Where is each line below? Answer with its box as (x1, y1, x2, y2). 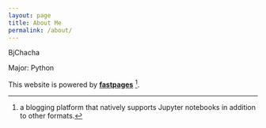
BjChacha (8, 48, 40, 58)
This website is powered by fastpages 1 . (8, 78, 140, 89)
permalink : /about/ (8, 26, 73, 34)
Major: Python (8, 63, 55, 73)
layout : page (8, 11, 51, 20)
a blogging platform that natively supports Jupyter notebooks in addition (19, 103, 256, 112)
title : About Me (8, 19, 62, 27)
